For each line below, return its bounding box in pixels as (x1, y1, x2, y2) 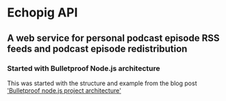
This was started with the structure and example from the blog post (7, 79, 197, 87)
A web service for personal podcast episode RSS (7, 32, 221, 44)
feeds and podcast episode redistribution (7, 43, 188, 54)
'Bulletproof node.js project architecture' (7, 86, 122, 94)
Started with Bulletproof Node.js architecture (7, 63, 160, 73)
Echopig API (7, 5, 78, 21)
